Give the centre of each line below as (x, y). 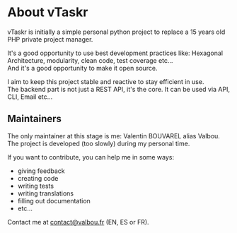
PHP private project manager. (50, 39)
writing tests (36, 186)
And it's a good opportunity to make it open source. (82, 68)
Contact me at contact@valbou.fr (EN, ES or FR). (79, 222)
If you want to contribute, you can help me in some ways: (91, 157)
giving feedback (41, 171)
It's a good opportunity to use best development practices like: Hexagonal (115, 53)
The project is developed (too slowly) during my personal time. (99, 143)
